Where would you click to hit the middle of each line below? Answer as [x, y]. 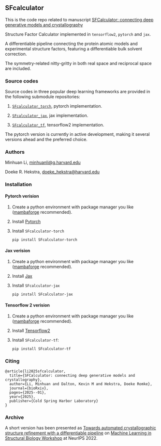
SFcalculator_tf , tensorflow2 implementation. [58, 125]
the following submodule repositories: [43, 97]
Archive [15, 417]
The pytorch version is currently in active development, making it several [77, 134]
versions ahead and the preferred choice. [46, 140]
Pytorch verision [22, 196]
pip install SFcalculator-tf [41, 349]
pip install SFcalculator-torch [44, 239]
